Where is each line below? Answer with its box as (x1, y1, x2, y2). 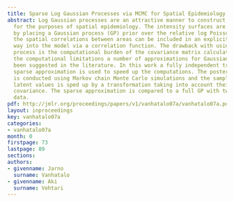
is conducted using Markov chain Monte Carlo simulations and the (13, 74, 210, 82)
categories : (7, 119, 42, 127)
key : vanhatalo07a (7, 113, 61, 120)
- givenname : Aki (7, 178, 58, 185)
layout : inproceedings (7, 107, 73, 114)
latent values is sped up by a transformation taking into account (13, 81, 214, 88)
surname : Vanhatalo (13, 171, 70, 178)
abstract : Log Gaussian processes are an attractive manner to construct (7, 17, 226, 24)
